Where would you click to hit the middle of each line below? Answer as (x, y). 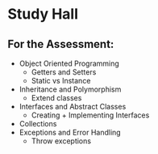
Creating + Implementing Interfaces (90, 115)
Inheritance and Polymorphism (70, 89)
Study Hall (43, 14)
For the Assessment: (61, 44)
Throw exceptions (61, 141)
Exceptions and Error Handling (70, 132)
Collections (38, 124)
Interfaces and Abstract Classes (73, 107)
